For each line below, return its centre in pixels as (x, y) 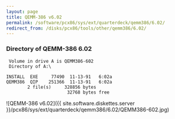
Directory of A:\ (30, 66)
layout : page (22, 12)
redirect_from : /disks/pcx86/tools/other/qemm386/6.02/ (76, 28)
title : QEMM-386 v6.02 (34, 17)
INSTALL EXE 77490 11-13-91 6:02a (59, 77)
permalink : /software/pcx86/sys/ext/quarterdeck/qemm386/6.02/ (86, 22)
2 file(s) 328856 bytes (62, 87)
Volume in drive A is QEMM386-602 (51, 61)
